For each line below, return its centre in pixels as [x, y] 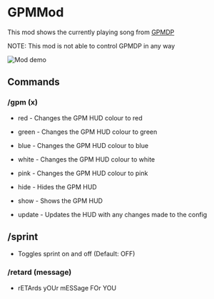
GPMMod [36, 12]
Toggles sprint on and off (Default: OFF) [76, 254]
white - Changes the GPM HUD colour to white [86, 159]
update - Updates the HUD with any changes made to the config [112, 214]
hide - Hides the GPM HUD [57, 187]
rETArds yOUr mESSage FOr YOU [67, 288]
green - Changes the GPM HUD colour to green [87, 132]
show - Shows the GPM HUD [60, 201]
